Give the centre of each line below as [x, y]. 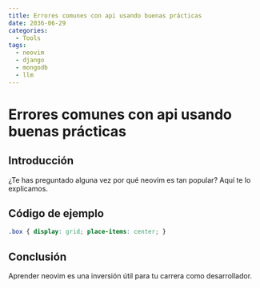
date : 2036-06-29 [37, 23]
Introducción [41, 161]
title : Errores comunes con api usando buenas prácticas [105, 16]
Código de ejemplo [56, 213]
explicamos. [28, 188]
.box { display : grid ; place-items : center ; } [87, 232]
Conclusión [38, 256]
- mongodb [32, 68]
